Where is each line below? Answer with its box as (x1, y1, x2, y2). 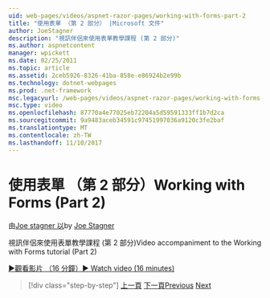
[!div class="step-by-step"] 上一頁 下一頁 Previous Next (27, 280, 211, 290)
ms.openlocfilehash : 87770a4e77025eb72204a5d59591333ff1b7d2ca (8, 109, 225, 117)
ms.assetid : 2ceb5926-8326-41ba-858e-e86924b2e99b (8, 71, 182, 80)
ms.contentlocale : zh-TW (8, 131, 92, 139)
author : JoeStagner (8, 27, 74, 35)
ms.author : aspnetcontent (8, 42, 95, 50)
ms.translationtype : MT (8, 124, 88, 132)
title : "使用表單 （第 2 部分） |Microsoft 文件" (8, 19, 165, 27)
